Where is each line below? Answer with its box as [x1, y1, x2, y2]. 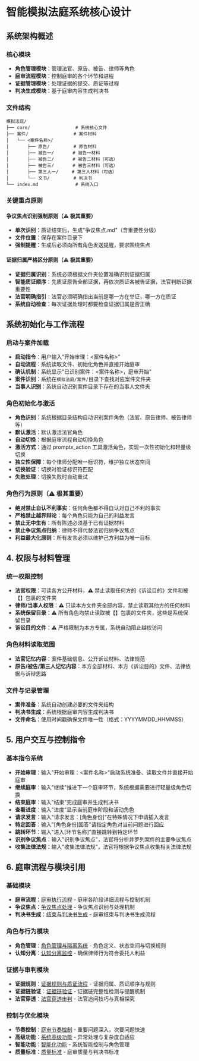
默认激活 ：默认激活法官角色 [14, 429, 83, 436]
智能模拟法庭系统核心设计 [6, 5, 132, 19]
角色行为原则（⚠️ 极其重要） [6, 490, 87, 498]
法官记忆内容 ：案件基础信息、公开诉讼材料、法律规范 [14, 655, 146, 662]
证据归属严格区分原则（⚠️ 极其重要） [6, 256, 96, 263]
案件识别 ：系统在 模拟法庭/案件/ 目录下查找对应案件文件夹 [14, 376, 151, 383]
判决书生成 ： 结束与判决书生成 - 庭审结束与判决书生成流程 [14, 911, 156, 918]
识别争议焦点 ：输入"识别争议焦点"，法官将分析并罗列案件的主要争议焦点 [14, 836, 192, 843]
